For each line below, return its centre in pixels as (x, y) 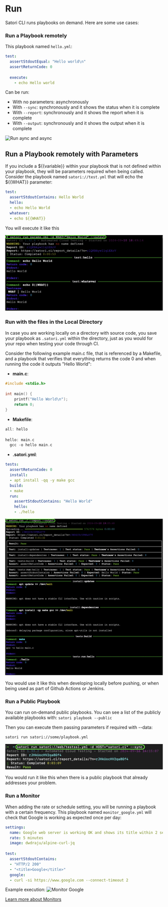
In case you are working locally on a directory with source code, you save (81, 333)
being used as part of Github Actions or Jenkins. (55, 689)
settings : (15, 827)
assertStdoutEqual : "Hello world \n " (48, 62)
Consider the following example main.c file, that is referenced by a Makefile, (83, 353)
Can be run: (17, 92)
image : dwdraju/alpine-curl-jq (42, 843)
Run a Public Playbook (33, 701)
